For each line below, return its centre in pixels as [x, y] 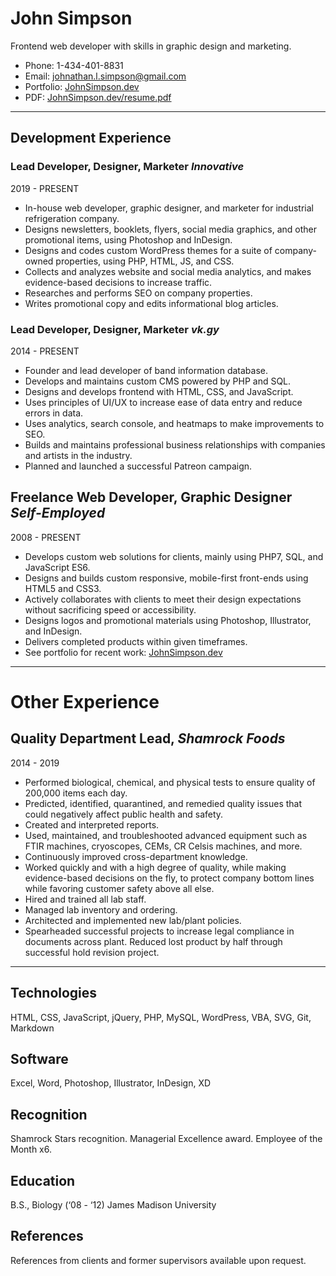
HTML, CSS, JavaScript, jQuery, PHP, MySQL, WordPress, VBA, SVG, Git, [161, 1017]
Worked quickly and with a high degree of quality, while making [155, 867]
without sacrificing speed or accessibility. [110, 609]
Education [43, 1180]
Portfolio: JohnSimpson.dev [82, 86]
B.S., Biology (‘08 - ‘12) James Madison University [113, 1204]
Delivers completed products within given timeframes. [136, 641]
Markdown [32, 1028]
